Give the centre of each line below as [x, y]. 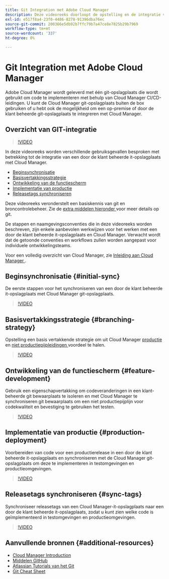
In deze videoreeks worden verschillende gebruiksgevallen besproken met [82, 152]
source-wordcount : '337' [31, 33]
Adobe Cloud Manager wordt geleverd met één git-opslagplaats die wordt [82, 92]
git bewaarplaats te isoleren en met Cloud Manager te [82, 396]
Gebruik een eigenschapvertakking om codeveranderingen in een [73, 391]
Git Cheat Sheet [29, 571]
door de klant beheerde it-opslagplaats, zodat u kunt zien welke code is [79, 512]
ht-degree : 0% [20, 38]
